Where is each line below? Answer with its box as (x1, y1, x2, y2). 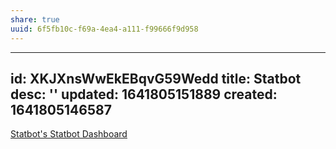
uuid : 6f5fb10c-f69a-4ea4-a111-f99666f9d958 (10, 24, 199, 34)
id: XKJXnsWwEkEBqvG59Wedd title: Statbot (10, 70, 302, 87)
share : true (10, 14, 60, 25)
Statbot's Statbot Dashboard (10, 128, 128, 140)
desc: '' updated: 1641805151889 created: (10, 86, 278, 103)
